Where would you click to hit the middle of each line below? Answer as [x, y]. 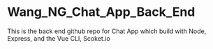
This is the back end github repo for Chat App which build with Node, [107, 31]
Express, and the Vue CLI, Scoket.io [59, 38]
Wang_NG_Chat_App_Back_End [101, 12]
